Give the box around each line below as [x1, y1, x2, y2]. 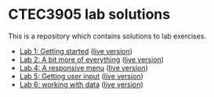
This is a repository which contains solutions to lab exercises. [8, 31, 206, 41]
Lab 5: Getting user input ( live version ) [19, 71, 143, 81]
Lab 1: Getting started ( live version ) [19, 46, 133, 56]
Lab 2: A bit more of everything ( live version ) [19, 55, 165, 64]
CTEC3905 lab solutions [8, 5, 171, 23]
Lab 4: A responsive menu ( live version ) [19, 63, 149, 72]
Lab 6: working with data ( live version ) [19, 80, 143, 89]
